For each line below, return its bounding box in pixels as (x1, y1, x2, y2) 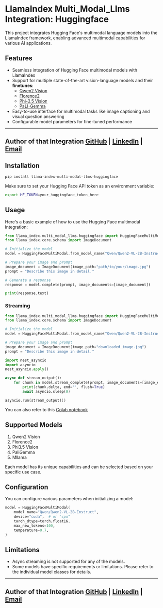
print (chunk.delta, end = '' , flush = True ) (22, 385, 105, 389)
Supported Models (5, 421, 63, 429)
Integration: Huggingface (5, 14, 109, 25)
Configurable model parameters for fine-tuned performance (12, 118, 132, 124)
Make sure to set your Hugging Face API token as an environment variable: (5, 183, 155, 189)
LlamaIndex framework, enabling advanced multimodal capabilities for (5, 35, 146, 41)
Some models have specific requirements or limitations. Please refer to (12, 564, 154, 570)
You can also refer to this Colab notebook (5, 406, 88, 412)
